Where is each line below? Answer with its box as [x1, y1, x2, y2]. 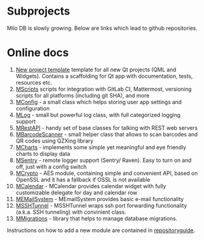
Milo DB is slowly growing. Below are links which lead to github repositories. [7, 24, 198, 32]
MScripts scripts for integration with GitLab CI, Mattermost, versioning [15, 85, 192, 93]
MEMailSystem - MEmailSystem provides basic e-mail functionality [15, 195, 185, 202]
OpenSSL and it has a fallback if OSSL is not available [15, 175, 150, 183]
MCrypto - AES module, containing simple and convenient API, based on [15, 169, 199, 177]
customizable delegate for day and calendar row [15, 189, 138, 196]
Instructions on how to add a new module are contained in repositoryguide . [7, 227, 195, 234]
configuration [15, 105, 50, 112]
